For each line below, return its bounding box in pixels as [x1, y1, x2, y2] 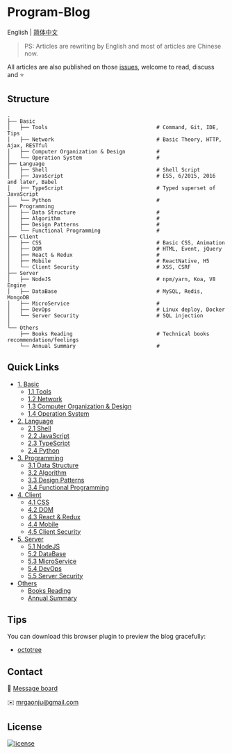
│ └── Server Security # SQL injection [7, 312, 204, 319]
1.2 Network [27, 394, 63, 403]
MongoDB [7, 294, 30, 301]
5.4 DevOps [27, 564, 63, 573]
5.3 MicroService [27, 557, 77, 565]
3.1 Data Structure [27, 461, 78, 469]
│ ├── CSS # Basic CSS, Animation [7, 239, 226, 246]
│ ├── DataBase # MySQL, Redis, [7, 287, 204, 295]
